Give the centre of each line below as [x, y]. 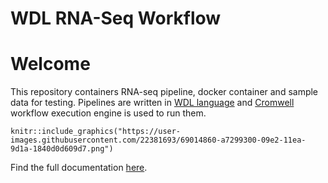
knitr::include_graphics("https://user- [96, 132]
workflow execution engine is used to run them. [108, 113]
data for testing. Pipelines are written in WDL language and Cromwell [152, 103]
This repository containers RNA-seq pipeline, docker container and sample [164, 92]
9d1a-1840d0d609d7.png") [62, 149]
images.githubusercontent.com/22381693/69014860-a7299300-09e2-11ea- [158, 140]
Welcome [50, 64]
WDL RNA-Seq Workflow [116, 18]
